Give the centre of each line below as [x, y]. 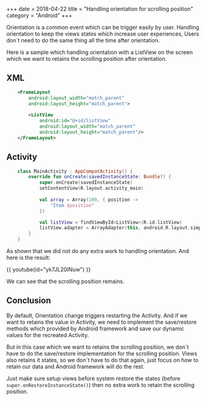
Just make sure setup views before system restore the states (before [93, 378]
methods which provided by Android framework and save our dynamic [95, 329]
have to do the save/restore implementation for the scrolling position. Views [102, 353]
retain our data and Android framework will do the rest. [76, 366]
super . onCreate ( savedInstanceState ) [86, 183]
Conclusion [29, 301]
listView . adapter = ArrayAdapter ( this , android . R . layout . [115, 228]
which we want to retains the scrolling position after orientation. [87, 59]
